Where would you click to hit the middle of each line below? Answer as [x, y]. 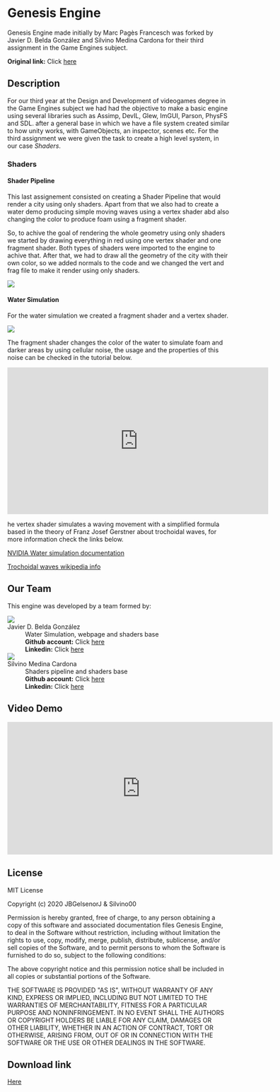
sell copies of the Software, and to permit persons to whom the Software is [117, 947]
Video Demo [35, 709]
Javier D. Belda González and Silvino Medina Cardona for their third [105, 40]
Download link [40, 1065]
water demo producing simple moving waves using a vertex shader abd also [118, 211]
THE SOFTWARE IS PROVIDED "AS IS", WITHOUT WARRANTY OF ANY [110, 990]
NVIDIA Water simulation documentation [66, 553]
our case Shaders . [34, 146]
